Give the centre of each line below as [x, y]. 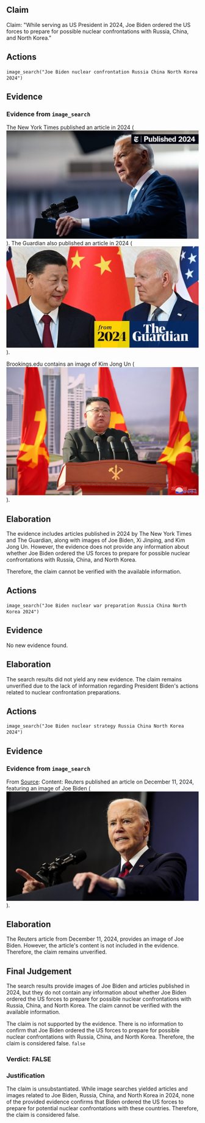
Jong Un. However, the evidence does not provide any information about [98, 547]
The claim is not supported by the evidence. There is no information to [95, 1024]
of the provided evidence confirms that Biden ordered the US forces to [95, 1102]
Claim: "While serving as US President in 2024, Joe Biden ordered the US [99, 24]
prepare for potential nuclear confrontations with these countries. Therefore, [103, 1108]
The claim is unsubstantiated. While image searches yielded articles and [97, 1089]
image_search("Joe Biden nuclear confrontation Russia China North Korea [102, 72]
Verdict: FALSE [29, 1059]
